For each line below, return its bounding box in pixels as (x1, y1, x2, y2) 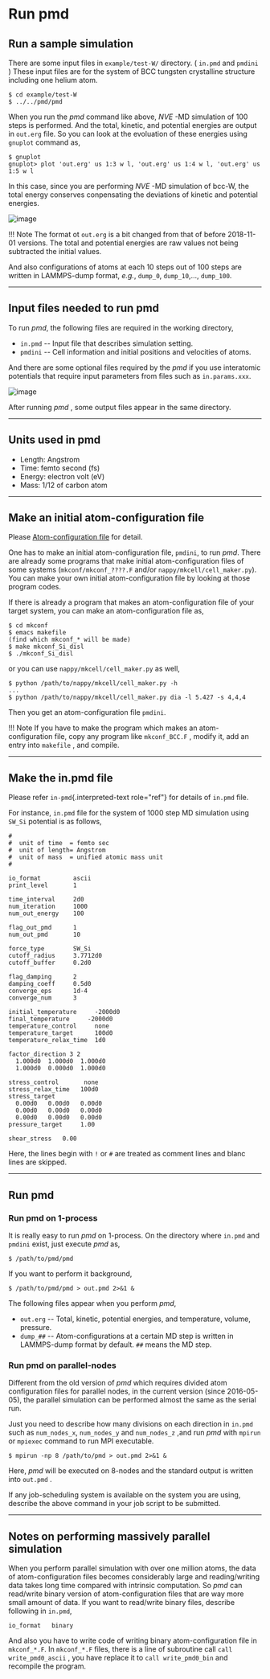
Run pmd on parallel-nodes (8, 1360, 117, 1371)
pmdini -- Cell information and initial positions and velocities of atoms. (19, 347, 252, 356)
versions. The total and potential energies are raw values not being (17, 238, 239, 248)
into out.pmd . (8, 1475, 52, 1484)
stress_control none (8, 1078, 99, 1086)
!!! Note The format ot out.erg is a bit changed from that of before (8, 230, 227, 239)
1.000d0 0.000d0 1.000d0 (15, 1065, 106, 1073)
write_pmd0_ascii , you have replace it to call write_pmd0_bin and (8, 1653, 228, 1663)
